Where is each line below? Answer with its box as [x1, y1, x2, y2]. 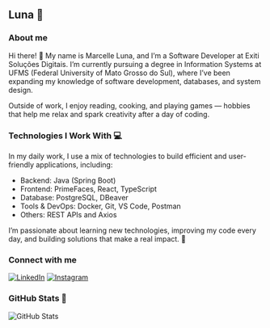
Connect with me [8, 254, 77, 265]
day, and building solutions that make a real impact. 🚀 [8, 233, 187, 243]
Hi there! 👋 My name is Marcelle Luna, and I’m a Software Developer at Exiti [8, 50, 260, 61]
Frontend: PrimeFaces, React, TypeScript [19, 183, 158, 194]
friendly [8, 159, 35, 170]
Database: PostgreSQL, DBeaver [19, 192, 129, 202]
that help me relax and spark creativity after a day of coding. [8, 109, 210, 119]
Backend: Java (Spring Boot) [19, 175, 116, 185]
